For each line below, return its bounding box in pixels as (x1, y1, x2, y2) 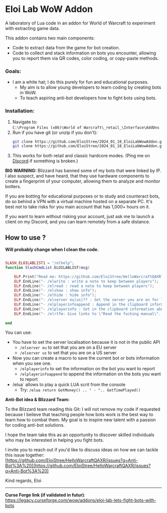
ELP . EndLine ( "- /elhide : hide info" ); (14, 293, 97, 298)
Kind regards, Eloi (5, 478, 42, 484)
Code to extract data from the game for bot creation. (12, 44, 120, 50)
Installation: (5, 107, 35, 114)
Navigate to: (12, 119, 38, 125)
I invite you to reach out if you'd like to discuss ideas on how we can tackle (5, 447, 159, 453)
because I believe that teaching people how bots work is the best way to (5, 412, 154, 418)
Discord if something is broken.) (12, 158, 79, 164)
